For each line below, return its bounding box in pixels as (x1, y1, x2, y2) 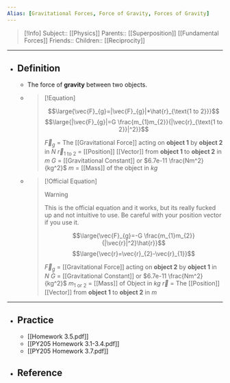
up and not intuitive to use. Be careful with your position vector (44, 211, 222, 220)
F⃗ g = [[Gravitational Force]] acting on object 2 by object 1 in (44, 263, 217, 272)
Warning (44, 190, 68, 199)
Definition (16, 62, 60, 74)
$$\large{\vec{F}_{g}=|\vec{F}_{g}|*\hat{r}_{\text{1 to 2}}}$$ (47, 107, 220, 115)
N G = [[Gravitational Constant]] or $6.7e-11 (44, 272, 167, 280)
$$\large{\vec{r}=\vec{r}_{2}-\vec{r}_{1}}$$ (72, 250, 196, 258)
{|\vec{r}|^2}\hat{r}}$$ (101, 239, 166, 247)
